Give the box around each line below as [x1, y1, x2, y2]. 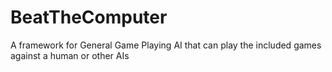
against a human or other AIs [10, 49, 130, 61]
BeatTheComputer [10, 6, 168, 29]
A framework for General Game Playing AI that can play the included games [10, 39, 322, 51]
